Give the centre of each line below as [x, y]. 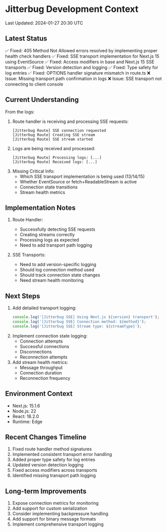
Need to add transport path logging [56, 245]
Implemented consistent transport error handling [62, 454]
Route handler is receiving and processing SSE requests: [70, 121]
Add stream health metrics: [40, 362]
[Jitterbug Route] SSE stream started [52, 139]
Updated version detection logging [48, 465]
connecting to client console [34, 84]
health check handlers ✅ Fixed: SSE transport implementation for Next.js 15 [82, 56]
